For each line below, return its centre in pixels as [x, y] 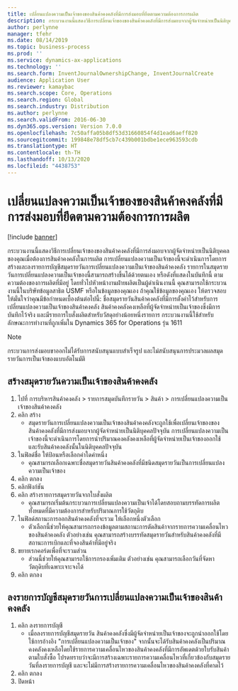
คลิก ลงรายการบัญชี [40, 626]
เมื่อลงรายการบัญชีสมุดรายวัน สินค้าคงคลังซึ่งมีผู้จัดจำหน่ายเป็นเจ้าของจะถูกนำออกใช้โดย [128, 633]
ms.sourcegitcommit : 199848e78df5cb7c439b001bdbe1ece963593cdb [103, 139]
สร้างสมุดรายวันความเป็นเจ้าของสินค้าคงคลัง [83, 381]
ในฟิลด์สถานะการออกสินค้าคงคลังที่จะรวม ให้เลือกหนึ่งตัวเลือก [89, 518]
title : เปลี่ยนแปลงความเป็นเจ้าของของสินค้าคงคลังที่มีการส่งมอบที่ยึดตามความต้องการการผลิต [103, 14]
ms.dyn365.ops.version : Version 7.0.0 [64, 126]
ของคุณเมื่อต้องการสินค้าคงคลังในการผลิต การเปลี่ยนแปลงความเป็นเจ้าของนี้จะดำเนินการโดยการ [117, 258]
